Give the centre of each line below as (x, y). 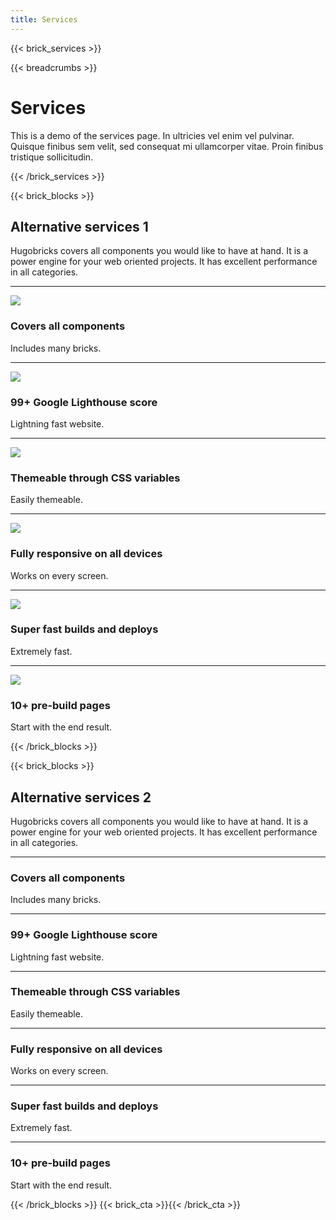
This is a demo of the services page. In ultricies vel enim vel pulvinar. (152, 135)
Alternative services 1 (79, 226)
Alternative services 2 (81, 797)
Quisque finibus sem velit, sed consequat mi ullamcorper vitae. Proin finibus (167, 146)
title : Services (44, 19)
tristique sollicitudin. (52, 157)
